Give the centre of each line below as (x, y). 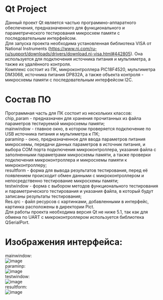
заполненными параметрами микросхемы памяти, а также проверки (78, 155)
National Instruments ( (27, 48)
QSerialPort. (17, 222)
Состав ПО (28, 100)
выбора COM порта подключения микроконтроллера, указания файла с (81, 149)
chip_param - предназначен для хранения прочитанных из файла (73, 118)
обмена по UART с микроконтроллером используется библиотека (75, 217)
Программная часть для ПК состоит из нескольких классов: (69, 113)
